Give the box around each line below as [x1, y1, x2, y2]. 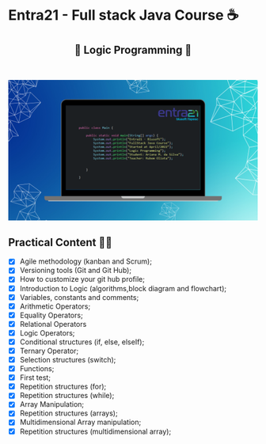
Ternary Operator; [19, 346, 79, 355]
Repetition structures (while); [19, 391, 115, 400]
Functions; [19, 364, 55, 374]
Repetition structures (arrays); [19, 408, 118, 418]
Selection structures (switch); [19, 355, 116, 364]
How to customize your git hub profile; [19, 275, 145, 284]
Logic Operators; [19, 328, 75, 337]
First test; [19, 373, 51, 382]
